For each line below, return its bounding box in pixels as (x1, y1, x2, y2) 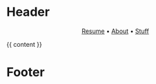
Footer (6, 65, 46, 80)
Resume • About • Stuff (81, 27, 149, 35)
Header (6, 4, 50, 20)
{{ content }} (6, 40, 42, 48)
